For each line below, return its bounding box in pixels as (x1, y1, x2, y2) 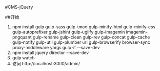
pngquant (12, 34, 32, 40)
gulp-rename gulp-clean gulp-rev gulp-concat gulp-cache (32, 34, 150, 40)
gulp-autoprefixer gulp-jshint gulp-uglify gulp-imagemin (12, 29, 125, 35)
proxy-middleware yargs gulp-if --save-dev (12, 45, 100, 50)
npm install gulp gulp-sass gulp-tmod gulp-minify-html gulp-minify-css (12, 24, 156, 30)
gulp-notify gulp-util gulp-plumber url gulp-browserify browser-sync (12, 39, 150, 45)
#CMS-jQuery (5, 4, 33, 10)
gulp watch (12, 55, 35, 60)
